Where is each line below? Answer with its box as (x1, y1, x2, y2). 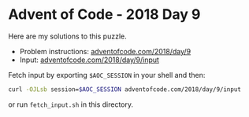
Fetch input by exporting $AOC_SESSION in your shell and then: (8, 70, 206, 79)
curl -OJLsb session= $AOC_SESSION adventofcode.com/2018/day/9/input (8, 85, 242, 93)
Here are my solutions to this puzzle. (8, 31, 128, 41)
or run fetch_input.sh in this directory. (8, 100, 134, 109)
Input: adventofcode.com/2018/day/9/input (19, 55, 160, 64)
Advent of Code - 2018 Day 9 (8, 5, 201, 24)
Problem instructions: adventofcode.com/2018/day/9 (19, 46, 191, 56)
